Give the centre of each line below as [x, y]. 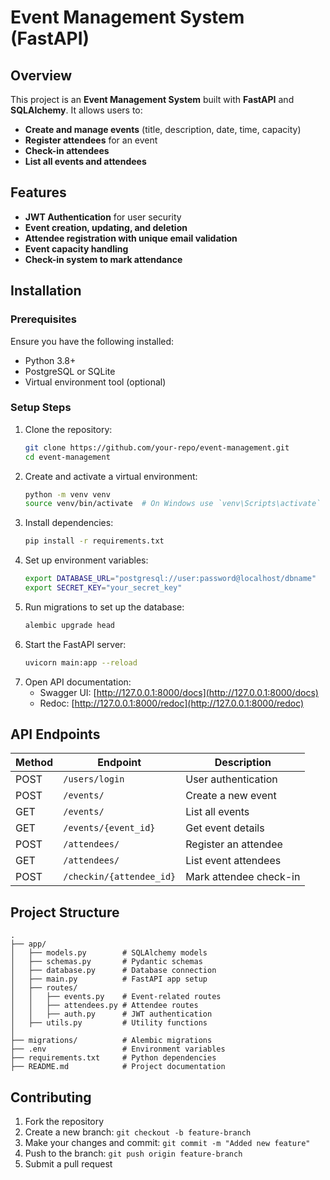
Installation [46, 291]
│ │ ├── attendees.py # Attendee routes [104, 1006]
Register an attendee [234, 844]
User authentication [231, 779]
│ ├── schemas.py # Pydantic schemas [106, 962]
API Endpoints [55, 734]
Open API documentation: [78, 682]
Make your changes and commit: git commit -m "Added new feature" [167, 1143]
